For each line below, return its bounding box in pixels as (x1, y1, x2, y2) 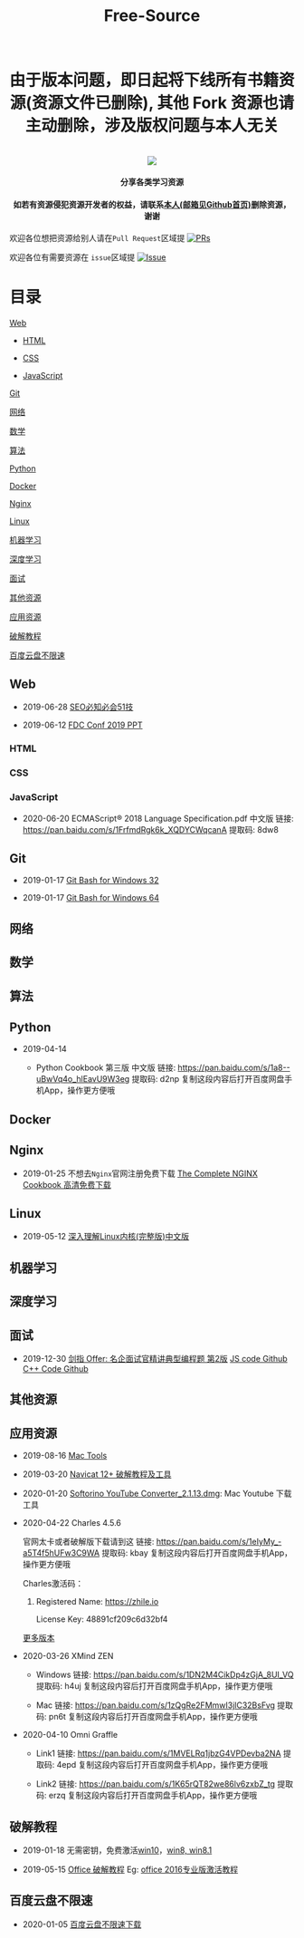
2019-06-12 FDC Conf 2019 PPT (22, 719, 143, 730)
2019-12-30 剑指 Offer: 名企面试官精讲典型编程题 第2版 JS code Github (22, 1353, 288, 1364)
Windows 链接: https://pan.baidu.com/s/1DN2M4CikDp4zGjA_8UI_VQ (35, 1669, 294, 1681)
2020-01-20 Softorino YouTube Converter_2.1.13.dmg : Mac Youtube (22, 1488, 274, 1499)
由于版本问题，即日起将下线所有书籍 (9, 70, 280, 91)
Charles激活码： (22, 1578, 84, 1589)
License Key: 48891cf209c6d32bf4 (35, 1614, 168, 1625)
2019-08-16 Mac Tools (22, 1451, 108, 1461)
